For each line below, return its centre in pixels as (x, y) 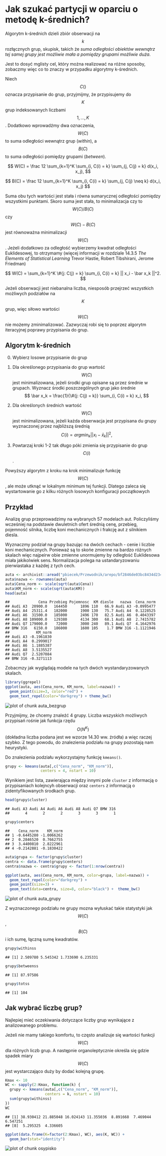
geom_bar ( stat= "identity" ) (37, 1139)
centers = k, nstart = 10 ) (72, 1094)
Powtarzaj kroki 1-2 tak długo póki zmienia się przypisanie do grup (80, 445)
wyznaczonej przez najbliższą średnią (51, 426)
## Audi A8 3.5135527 (28, 650)
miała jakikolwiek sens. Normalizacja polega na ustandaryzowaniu (72, 561)
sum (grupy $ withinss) (31, 1099)
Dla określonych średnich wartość (47, 405)
